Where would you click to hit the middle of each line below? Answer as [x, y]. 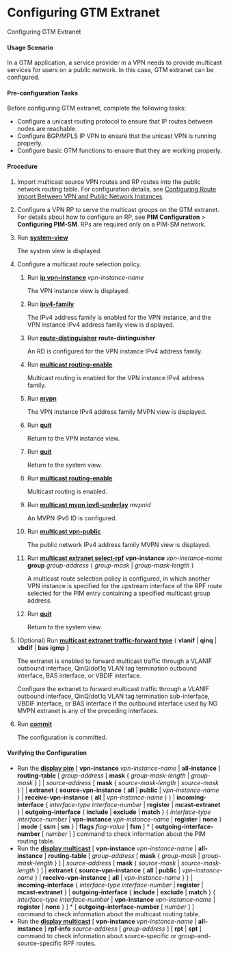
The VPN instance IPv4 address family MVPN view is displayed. [117, 411]
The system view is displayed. [59, 251]
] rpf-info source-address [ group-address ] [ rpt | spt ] [123, 929]
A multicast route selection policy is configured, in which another [119, 579]
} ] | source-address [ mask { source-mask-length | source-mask [126, 782]
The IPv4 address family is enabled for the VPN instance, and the [119, 317]
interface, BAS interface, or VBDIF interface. [79, 675]
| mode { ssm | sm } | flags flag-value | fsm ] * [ [85, 826]
